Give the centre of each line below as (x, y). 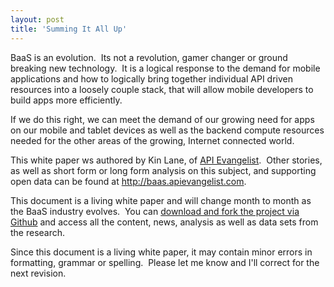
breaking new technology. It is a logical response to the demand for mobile (165, 68)
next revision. (38, 273)
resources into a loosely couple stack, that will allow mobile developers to (162, 89)
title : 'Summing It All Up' (69, 29)
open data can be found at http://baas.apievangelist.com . (128, 181)
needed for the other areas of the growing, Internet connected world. (152, 140)
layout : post (37, 19)
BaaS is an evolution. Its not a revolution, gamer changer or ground (149, 57)
